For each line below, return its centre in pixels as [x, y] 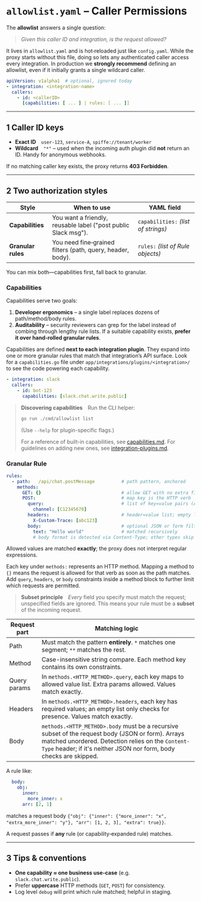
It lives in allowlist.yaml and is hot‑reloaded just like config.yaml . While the [100, 51]
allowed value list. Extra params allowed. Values [109, 684]
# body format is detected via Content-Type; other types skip [113, 537]
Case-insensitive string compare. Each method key [114, 660]
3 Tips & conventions [46, 858]
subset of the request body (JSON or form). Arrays [113, 734]
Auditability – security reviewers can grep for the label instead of [95, 325]
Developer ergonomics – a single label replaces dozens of [87, 312]
